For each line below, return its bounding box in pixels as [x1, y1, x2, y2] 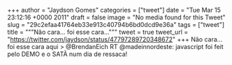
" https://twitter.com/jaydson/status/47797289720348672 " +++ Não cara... [7, 35, 223, 44]
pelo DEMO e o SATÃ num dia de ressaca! [7, 50, 128, 58]
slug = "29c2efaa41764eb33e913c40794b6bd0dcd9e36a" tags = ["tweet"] [7, 21, 225, 28]
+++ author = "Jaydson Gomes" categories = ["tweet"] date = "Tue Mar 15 [7, 6, 222, 14]
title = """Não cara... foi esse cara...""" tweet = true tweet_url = [7, 28, 189, 36]
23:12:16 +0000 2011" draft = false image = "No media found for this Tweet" [7, 13, 226, 21]
